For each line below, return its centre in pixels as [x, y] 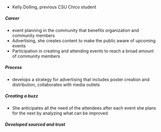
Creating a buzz [22, 96]
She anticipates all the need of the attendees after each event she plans [84, 108]
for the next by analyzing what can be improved [60, 113]
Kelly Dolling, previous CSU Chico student [54, 7]
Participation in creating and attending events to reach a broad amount [83, 51]
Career [12, 18]
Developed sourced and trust [35, 124]
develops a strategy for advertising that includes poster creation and [81, 79]
